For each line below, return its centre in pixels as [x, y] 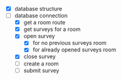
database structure [38, 9]
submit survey [41, 70]
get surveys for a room [52, 29]
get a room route [44, 22]
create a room [41, 64]
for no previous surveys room [69, 43]
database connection [41, 16]
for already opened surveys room [74, 50]
